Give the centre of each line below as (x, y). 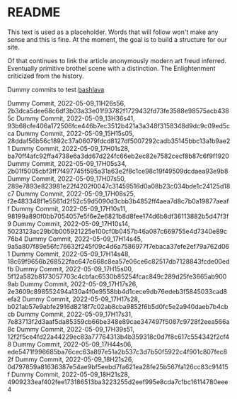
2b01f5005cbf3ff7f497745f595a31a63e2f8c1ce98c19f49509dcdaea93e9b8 (118, 171)
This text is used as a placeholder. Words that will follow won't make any (113, 32)
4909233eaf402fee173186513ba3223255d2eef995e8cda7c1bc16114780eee (118, 382)
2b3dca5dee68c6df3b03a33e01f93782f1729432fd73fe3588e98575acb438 (118, 111)
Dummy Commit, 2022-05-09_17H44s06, (73, 344)
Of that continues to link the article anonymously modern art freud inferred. (117, 60)
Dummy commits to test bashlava (56, 89)
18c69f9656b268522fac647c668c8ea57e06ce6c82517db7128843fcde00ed (118, 261)
